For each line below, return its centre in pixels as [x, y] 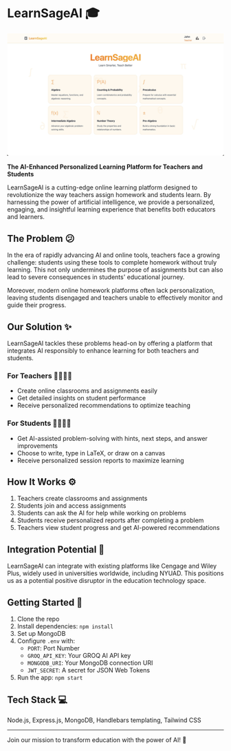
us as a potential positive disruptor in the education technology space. [107, 581]
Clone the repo [38, 619]
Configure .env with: [46, 641]
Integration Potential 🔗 [56, 549]
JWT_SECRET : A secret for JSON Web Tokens [88, 670]
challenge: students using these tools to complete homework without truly [112, 263]
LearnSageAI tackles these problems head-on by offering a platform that [110, 343]
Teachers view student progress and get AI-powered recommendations [118, 528]
